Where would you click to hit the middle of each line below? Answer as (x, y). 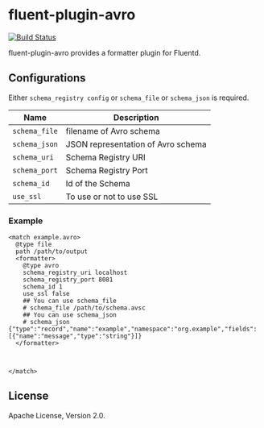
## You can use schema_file (70, 301)
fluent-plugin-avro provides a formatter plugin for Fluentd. (105, 52)
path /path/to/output (52, 251)
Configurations (47, 78)
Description (136, 117)
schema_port (35, 170)
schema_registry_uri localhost (75, 273)
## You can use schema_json (70, 315)
